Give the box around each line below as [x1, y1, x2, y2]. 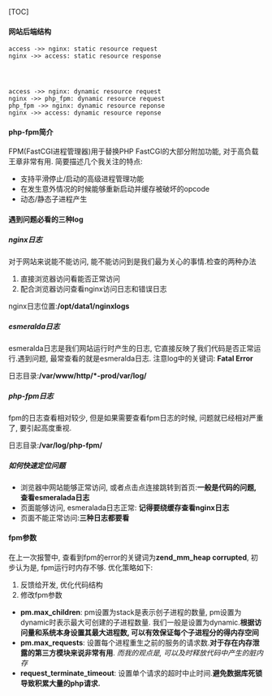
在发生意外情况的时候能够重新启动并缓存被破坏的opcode [19, 184, 209, 194]
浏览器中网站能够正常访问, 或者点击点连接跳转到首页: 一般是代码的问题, [19, 482, 257, 492]
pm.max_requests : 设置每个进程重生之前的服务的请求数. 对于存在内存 [19, 638, 253, 648]
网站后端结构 [8, 26, 51, 36]
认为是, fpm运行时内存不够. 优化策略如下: [15, 563, 153, 573]
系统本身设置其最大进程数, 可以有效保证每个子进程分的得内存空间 [41, 628, 260, 638]
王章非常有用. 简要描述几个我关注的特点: [8, 157, 144, 166]
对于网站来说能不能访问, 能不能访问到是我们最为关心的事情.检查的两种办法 [8, 256, 257, 266]
